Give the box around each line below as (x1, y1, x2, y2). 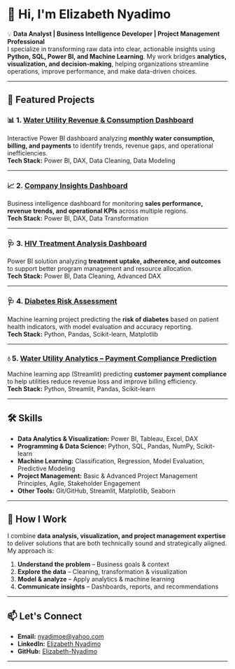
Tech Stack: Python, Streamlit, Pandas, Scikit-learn (7, 384, 155, 393)
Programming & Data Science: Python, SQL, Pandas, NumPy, (17, 442, 195, 450)
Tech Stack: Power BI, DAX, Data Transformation (7, 213, 149, 223)
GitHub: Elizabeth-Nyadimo (17, 647, 98, 656)
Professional (7, 37, 45, 45)
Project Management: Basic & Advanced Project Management (17, 472, 198, 480)
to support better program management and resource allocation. (7, 265, 194, 273)
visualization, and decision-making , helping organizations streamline (7, 59, 209, 68)
